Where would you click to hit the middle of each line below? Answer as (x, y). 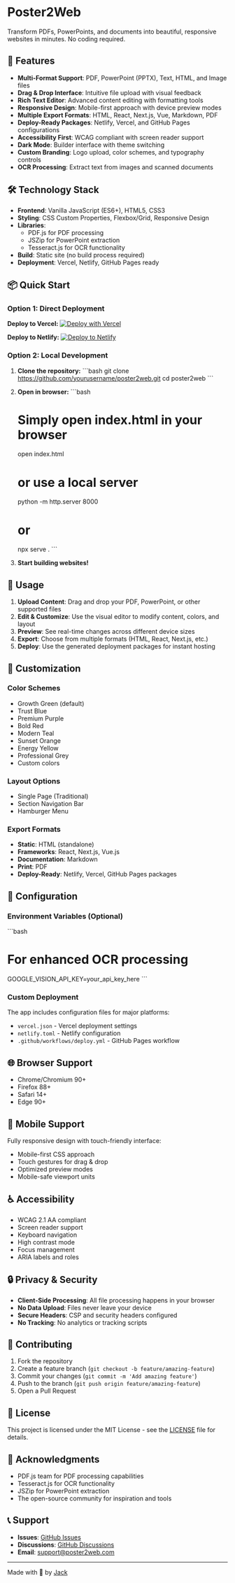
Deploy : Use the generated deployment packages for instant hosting (116, 646)
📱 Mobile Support (46, 1124)
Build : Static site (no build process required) (81, 255)
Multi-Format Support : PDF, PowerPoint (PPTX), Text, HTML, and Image (122, 78)
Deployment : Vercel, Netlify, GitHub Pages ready (88, 262)
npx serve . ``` (37, 549)
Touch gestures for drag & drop (63, 1162)
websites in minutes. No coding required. (66, 38)
